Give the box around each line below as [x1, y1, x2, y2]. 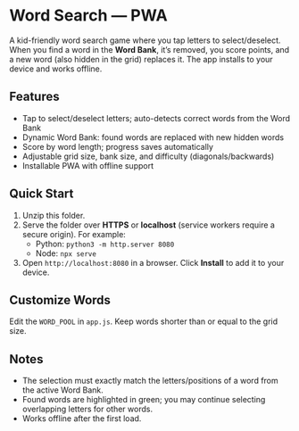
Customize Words [9, 292, 112, 308]
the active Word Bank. [21, 385, 104, 395]
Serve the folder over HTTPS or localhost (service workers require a [21, 220, 275, 230]
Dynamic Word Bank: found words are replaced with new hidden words [21, 131, 284, 143]
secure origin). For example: [21, 228, 127, 239]
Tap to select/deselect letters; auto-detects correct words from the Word [21, 112, 291, 123]
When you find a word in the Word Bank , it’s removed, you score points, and [9, 44, 290, 54]
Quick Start [9, 186, 74, 202]
